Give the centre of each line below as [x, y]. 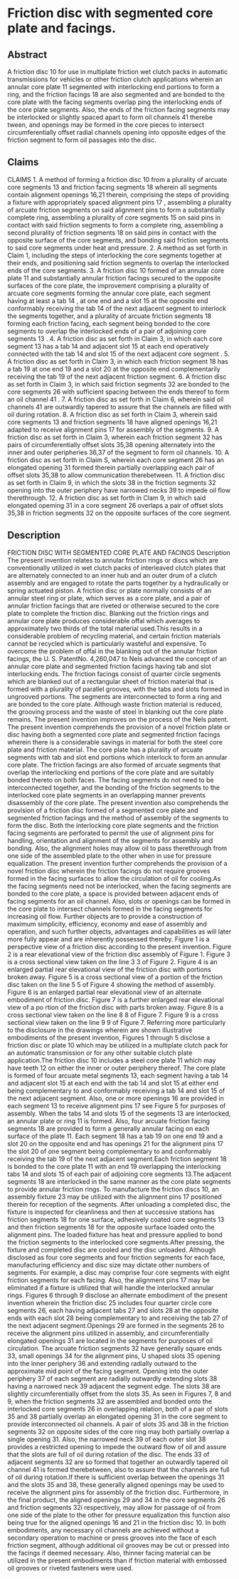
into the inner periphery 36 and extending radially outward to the [102, 1363]
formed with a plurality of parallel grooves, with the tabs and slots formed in [118, 689]
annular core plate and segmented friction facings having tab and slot [109, 666]
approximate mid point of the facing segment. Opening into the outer [108, 1371]
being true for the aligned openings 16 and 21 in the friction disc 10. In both [117, 1522]
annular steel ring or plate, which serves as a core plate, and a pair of [109, 598]
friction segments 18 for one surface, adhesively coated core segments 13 [116, 1219]
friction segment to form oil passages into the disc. [82, 140]
